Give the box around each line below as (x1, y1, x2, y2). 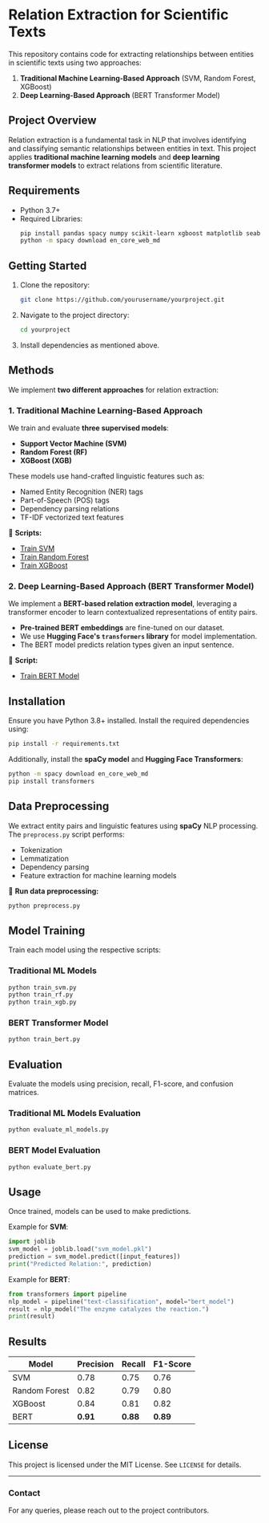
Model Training (8, 923, 86, 937)
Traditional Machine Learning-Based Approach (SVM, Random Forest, (19, 73, 256, 83)
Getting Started (8, 259, 87, 272)
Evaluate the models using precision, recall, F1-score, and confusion (8, 1079, 234, 1089)
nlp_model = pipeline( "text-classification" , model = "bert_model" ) (8, 1297, 235, 1305)
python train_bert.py (8, 1036, 81, 1044)
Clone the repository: (19, 280, 90, 290)
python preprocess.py (8, 902, 81, 910)
